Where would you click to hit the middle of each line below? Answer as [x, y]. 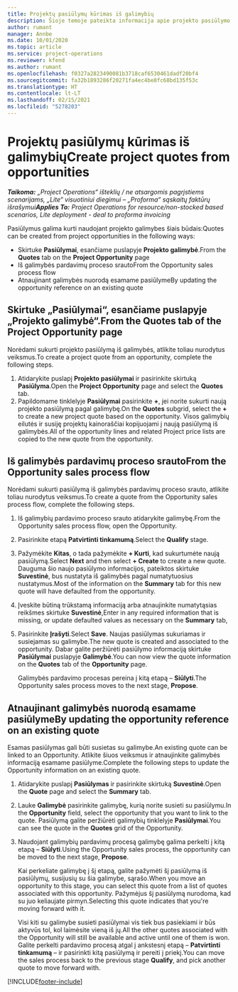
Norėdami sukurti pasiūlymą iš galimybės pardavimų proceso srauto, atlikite [118, 489]
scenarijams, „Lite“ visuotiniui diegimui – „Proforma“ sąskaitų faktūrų [109, 199]
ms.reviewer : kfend [36, 61]
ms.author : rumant [34, 67]
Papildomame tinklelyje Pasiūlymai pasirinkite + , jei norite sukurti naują [122, 401]
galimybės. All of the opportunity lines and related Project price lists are [121, 431]
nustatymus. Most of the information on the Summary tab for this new [119, 584]
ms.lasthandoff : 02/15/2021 [49, 100]
